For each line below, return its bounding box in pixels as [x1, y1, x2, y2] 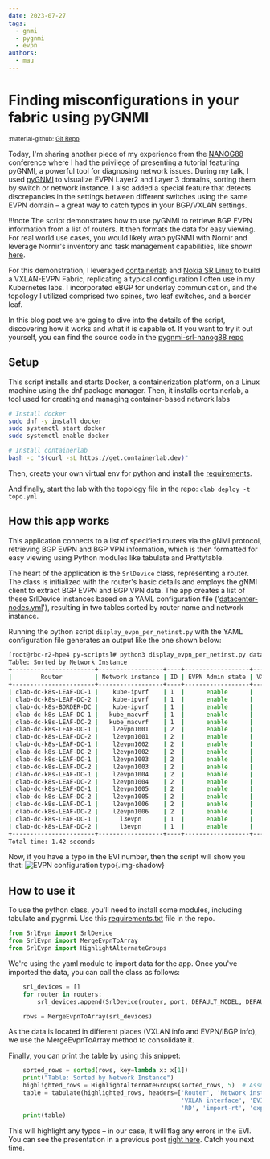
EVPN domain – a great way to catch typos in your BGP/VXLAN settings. [8, 200, 247, 210]
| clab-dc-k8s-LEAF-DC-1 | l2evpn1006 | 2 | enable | [8, 801, 253, 809]
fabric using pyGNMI [8, 109, 149, 127]
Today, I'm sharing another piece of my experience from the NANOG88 [8, 149, 243, 158]
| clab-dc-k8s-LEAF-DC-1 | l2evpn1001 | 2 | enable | [8, 725, 253, 734]
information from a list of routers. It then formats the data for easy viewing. [8, 224, 256, 234]
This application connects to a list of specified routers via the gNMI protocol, [8, 535, 262, 545]
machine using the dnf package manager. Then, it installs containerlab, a [8, 385, 249, 395]
